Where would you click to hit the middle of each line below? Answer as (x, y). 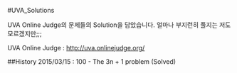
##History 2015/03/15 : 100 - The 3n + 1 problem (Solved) (92, 62)
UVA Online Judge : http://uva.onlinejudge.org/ (76, 48)
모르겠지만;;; (25, 34)
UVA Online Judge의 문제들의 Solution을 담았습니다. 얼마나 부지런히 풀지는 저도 (119, 25)
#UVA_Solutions (31, 10)
